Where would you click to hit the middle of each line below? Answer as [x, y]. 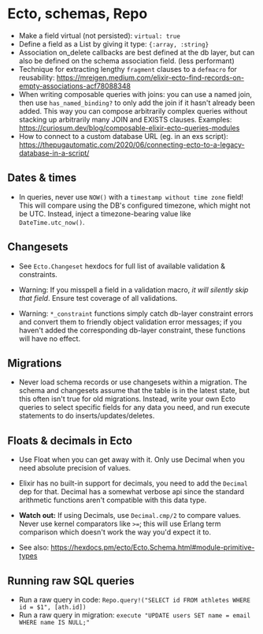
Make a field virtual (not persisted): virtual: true [99, 36]
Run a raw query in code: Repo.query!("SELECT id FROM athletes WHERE [135, 600]
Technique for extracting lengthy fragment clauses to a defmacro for [128, 69]
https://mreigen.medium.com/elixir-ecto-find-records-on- [150, 77]
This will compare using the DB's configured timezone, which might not [135, 205]
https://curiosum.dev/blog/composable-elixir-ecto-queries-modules [129, 128]
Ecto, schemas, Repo [78, 14]
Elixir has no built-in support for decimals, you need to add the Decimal [133, 483]
